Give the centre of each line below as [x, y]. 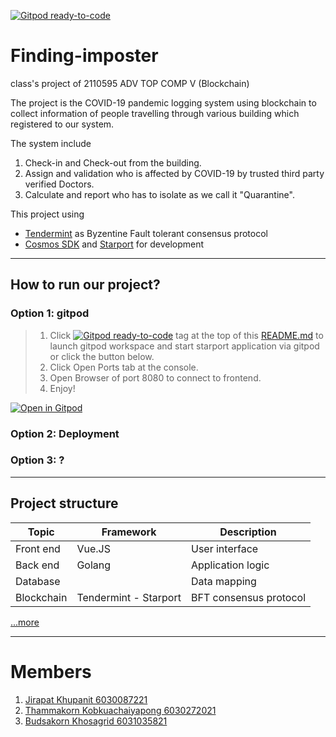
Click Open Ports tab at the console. [124, 367]
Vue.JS [93, 548]
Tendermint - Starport [129, 597]
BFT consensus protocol [248, 597]
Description [248, 532]
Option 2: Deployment [65, 433]
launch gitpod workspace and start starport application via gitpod [184, 346]
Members [51, 671]
